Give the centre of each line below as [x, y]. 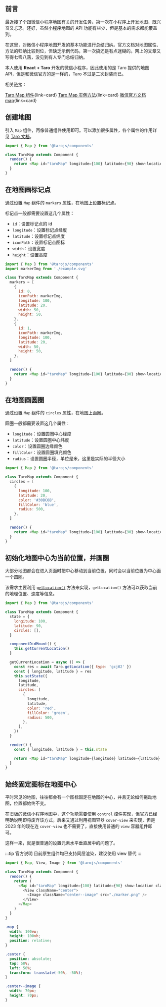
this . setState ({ [31, 676]
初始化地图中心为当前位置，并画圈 [57, 558]
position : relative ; [31, 941]
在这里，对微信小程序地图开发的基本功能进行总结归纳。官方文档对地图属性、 [83, 45]
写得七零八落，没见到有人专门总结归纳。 [46, 57]
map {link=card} [21, 100]
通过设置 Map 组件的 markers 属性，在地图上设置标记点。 [62, 203]
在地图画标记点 [28, 190]
